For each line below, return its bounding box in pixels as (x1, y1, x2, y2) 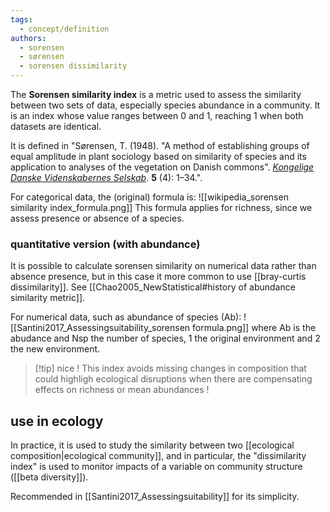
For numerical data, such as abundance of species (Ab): (10, 311, 242, 323)
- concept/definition (19, 24, 110, 34)
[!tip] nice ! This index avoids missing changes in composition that (34, 362, 307, 375)
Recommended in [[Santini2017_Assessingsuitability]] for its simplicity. (10, 491, 300, 503)
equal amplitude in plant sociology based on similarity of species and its (10, 151, 307, 162)
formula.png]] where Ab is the (192, 322, 317, 334)
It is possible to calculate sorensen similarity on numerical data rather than (10, 260, 317, 272)
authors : (10, 33, 47, 43)
